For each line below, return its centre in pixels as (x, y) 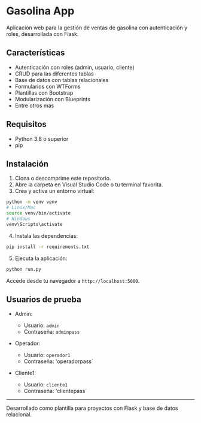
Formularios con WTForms (48, 86)
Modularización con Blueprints (53, 99)
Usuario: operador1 (47, 355)
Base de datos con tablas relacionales (62, 80)
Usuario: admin (42, 325)
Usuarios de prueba (44, 299)
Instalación (28, 164)
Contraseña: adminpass (52, 332)
